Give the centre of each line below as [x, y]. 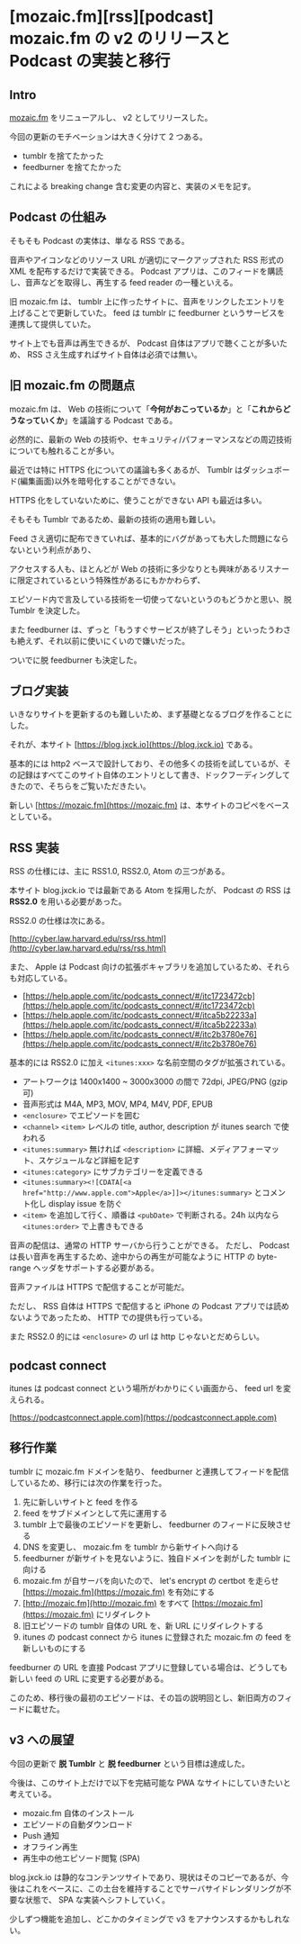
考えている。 [33, 1794]
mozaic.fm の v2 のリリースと [120, 39]
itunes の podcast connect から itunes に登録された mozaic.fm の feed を [157, 1637]
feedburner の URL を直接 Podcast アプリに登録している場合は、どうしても [149, 1667]
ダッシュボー [266, 469]
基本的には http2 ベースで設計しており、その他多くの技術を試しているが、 [146, 764]
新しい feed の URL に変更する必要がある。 [89, 1678]
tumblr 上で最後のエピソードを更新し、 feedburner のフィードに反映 [149, 1524]
